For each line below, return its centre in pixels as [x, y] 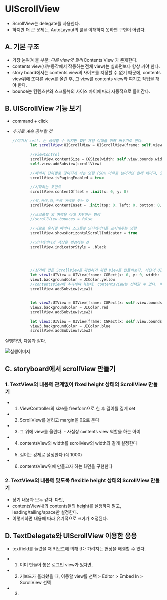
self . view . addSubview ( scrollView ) [66, 164]
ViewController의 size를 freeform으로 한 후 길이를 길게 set [78, 408]
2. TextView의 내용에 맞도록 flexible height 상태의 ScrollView [77, 480]
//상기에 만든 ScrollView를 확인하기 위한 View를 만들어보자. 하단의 [93, 270]
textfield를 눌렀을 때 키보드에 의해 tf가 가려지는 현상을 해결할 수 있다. [79, 549]
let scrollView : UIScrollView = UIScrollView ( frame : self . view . [97, 145]
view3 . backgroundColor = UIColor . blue [71, 326]
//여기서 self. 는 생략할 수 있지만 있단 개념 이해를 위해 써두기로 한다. [78, 141]
